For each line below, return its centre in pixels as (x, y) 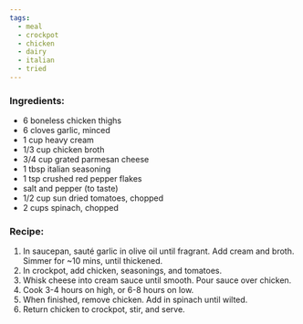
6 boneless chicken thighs (72, 120)
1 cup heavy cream (58, 140)
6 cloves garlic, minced (67, 131)
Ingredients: (37, 100)
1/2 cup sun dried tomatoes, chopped (93, 198)
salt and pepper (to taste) (70, 189)
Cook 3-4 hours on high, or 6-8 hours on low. (108, 290)
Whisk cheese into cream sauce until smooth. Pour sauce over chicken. (157, 280)
